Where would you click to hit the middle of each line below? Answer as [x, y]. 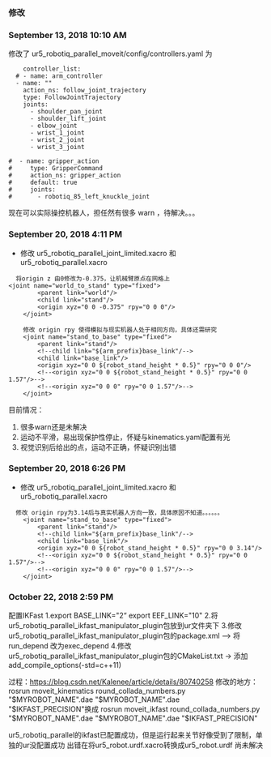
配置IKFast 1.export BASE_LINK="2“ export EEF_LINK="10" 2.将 [113, 616]
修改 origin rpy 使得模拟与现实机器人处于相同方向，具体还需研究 [120, 330]
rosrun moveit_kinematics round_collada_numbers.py [97, 691]
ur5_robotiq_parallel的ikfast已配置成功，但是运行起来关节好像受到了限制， [132, 735]
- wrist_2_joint [57, 140]
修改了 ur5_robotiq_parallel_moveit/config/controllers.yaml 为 [110, 53]
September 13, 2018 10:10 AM [68, 35]
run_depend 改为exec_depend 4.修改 [70, 646]
